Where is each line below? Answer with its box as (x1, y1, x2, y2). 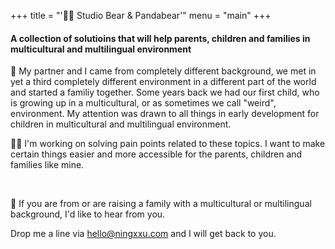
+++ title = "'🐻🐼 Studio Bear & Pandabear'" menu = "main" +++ (10, 10, 272, 21)
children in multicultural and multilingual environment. (10, 118, 232, 130)
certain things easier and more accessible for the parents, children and (10, 148, 303, 160)
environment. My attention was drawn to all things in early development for (10, 108, 320, 120)
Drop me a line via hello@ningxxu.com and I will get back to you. (10, 228, 277, 240)
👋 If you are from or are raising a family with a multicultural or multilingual (10, 198, 312, 210)
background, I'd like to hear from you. (10, 208, 166, 220)
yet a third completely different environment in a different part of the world (10, 76, 317, 88)
